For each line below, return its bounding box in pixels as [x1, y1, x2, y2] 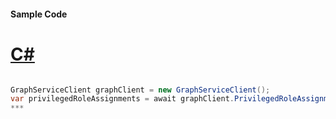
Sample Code [10, 8, 68, 20]
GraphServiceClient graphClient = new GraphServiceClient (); [10, 85, 271, 95]
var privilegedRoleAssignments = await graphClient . [10, 94, 235, 104]
